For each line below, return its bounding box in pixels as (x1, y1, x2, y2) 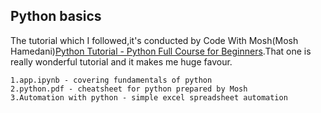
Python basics (10, 8, 102, 25)
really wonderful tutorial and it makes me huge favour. (10, 55, 233, 68)
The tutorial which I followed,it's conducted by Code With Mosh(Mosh (10, 34, 299, 46)
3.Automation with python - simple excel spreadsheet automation (10, 92, 288, 103)
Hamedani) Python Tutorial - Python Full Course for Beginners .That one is (10, 45, 312, 57)
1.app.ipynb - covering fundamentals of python (10, 75, 213, 85)
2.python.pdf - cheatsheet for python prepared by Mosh (10, 84, 248, 94)
